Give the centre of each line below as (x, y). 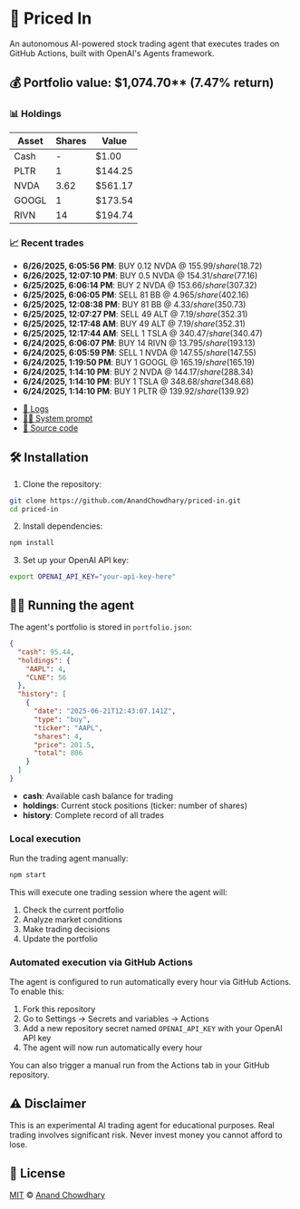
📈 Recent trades (47, 242)
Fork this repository (59, 1009)
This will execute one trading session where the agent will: (119, 892)
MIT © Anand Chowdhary (58, 1195)
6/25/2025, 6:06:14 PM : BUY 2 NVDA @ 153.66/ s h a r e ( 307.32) (140, 285)
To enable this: (37, 991)
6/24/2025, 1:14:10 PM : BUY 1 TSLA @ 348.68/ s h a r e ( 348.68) (138, 381)
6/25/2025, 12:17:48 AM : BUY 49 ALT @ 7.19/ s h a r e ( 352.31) (134, 323)
